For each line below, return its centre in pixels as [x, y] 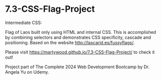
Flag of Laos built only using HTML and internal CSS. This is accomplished [81, 32]
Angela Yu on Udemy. [27, 72]
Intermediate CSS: [24, 23]
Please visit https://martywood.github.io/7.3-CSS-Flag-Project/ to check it [80, 52]
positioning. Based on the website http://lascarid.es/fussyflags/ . [70, 42]
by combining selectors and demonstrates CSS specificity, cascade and [78, 37]
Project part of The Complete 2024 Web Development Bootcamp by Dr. [78, 67]
